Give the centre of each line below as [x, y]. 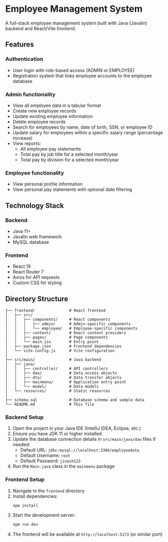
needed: [21, 444]
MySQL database [31, 242]
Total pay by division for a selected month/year [69, 159]
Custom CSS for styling [37, 283]
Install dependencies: [35, 496]
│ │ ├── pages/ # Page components [57, 338]
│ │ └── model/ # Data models [52, 387]
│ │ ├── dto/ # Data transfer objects [64, 378]
